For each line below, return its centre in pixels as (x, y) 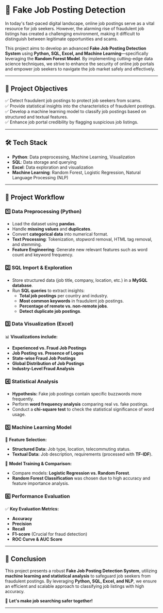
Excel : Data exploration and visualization (53, 167)
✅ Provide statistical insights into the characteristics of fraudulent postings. (81, 106)
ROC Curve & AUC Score (37, 539)
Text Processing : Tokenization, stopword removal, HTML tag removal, (82, 239)
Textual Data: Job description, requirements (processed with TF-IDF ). (82, 454)
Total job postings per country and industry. (64, 295)
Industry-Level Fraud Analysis (43, 368)
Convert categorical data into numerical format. (60, 234)
